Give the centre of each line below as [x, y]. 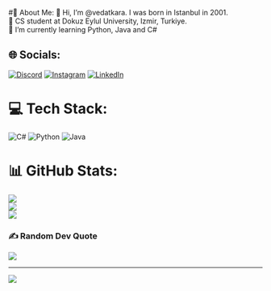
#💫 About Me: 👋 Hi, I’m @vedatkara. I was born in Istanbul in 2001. [118, 13]
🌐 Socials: [35, 55]
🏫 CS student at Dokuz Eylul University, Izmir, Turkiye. [98, 21]
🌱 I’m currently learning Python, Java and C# [83, 30]
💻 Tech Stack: [58, 108]
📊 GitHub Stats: [63, 171]
